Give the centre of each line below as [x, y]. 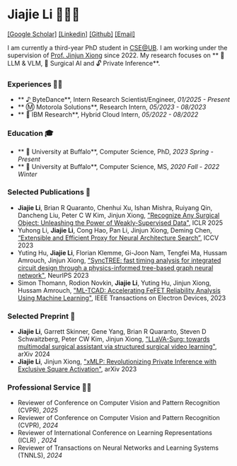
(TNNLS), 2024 [40, 455]
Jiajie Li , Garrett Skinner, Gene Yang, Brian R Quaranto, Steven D [112, 332]
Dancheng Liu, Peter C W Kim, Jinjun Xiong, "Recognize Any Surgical [118, 215]
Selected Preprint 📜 [41, 316]
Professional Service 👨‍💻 [50, 388]
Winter [27, 174]
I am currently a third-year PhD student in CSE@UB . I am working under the [117, 47]
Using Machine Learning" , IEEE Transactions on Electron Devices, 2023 [122, 298]
